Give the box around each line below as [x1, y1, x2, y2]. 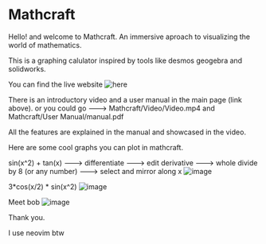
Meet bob [8, 197, 41, 207]
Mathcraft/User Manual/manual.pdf [8, 111, 124, 121]
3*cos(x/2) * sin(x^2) [8, 181, 77, 192]
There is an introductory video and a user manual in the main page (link [8, 95, 243, 104]
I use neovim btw [8, 228, 65, 238]
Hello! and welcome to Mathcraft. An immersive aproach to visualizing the [8, 32, 251, 41]
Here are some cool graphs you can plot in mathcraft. [8, 142, 184, 152]
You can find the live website [8, 79, 104, 89]
